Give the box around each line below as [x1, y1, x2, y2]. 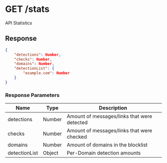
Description [98, 104, 128, 111]
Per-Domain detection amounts [67, 150, 141, 157]
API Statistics [5, 20, 32, 26]
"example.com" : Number [23, 71, 70, 76]
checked [67, 133, 87, 140]
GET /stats [5, 3, 50, 15]
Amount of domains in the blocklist [67, 142, 148, 149]
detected [67, 119, 88, 126]
